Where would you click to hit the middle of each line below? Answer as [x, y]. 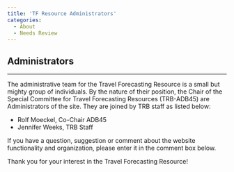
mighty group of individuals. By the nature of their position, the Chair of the [115, 92]
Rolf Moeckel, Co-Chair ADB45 [62, 120]
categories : [24, 20]
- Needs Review [36, 33]
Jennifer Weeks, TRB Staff [55, 127]
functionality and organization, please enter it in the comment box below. [112, 148]
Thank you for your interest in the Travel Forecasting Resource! [98, 162]
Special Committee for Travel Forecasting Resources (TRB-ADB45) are [109, 99]
